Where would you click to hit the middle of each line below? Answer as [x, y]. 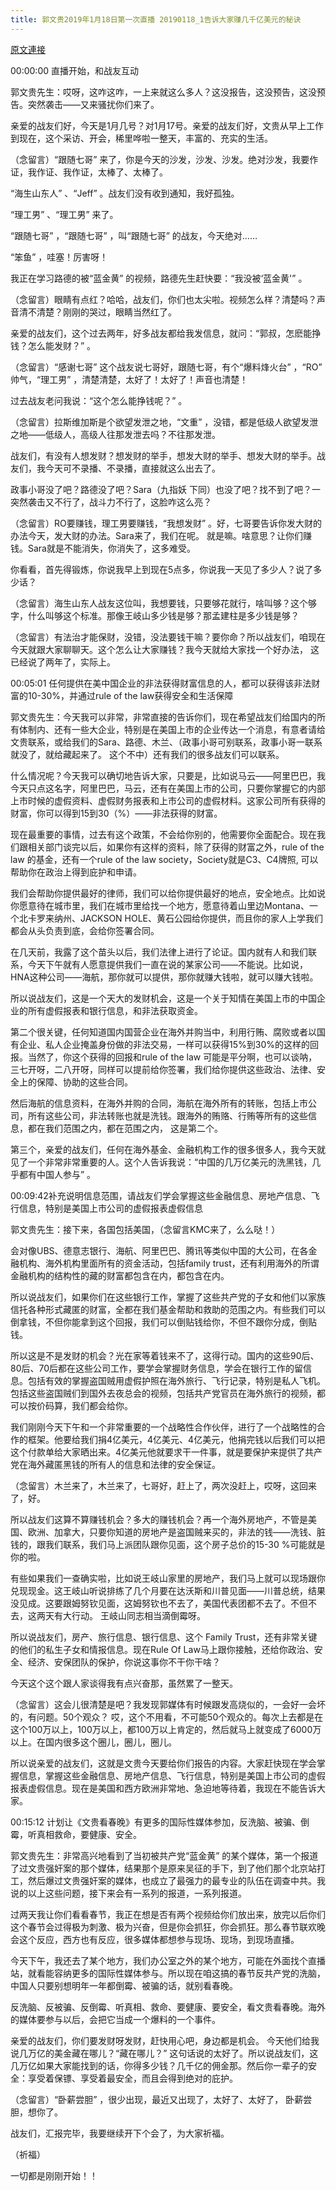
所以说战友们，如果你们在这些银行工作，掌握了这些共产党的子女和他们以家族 [168, 1297]
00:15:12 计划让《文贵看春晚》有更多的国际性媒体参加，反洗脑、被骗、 [155, 1822]
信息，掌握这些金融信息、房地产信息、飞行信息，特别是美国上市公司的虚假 [172, 1775]
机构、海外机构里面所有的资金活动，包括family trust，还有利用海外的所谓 [169, 1263]
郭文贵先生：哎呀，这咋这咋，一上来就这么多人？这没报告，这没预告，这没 [163, 92]
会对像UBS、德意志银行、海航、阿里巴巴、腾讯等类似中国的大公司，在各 [159, 1250]
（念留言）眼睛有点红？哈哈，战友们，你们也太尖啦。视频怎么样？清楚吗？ [163, 299]
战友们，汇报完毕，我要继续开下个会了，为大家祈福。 [120, 2133]
